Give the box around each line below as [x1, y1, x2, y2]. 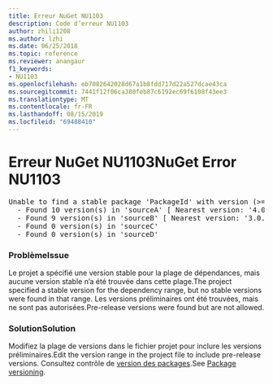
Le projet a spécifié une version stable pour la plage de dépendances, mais [8, 268, 260, 278]
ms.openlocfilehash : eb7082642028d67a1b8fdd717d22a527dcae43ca [8, 80, 227, 88]
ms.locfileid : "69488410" [8, 118, 96, 126]
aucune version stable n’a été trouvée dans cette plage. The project [8, 277, 232, 287]
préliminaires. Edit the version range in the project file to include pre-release [8, 350, 262, 360]
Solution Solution [8, 323, 76, 335]
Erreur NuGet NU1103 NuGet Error [8, 153, 237, 172]
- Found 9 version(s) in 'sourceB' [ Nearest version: [16, 213, 240, 222]
